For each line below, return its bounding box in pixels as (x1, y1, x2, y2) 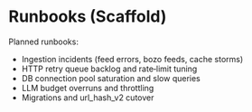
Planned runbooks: (8, 36, 79, 47)
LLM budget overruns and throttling (21, 82, 154, 93)
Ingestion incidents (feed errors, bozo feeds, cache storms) (21, 53, 244, 64)
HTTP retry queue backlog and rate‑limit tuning (21, 63, 198, 74)
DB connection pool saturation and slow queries (21, 72, 201, 83)
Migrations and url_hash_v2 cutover (21, 92, 154, 103)
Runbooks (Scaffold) (8, 6, 167, 27)
